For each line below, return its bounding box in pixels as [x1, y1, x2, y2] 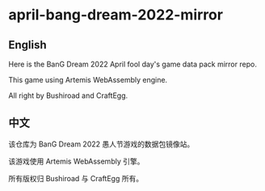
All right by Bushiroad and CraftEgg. [8, 91, 128, 100]
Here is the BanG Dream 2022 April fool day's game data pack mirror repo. [8, 59, 257, 69]
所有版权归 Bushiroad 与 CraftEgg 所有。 [8, 173, 144, 183]
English [8, 38, 47, 52]
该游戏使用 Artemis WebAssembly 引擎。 [8, 156, 145, 166]
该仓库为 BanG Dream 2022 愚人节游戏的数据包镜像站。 [8, 139, 195, 149]
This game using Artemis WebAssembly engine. [8, 75, 168, 84]
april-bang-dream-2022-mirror [8, 6, 224, 24]
